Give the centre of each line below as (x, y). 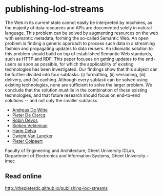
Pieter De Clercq (29, 115)
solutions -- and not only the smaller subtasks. (52, 100)
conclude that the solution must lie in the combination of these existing (76, 90)
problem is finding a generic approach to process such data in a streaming (80, 43)
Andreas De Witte (30, 110)
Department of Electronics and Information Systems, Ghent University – (77, 155)
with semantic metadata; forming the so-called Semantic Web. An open (77, 38)
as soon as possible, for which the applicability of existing (75, 64)
